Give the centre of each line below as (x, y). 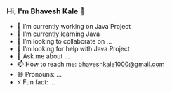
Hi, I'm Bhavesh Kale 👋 (46, 11)
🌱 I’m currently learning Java (58, 34)
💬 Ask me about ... (43, 56)
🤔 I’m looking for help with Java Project (73, 49)
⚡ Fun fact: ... (36, 82)
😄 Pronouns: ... (39, 74)
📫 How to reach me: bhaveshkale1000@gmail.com (91, 64)
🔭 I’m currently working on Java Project (74, 27)
